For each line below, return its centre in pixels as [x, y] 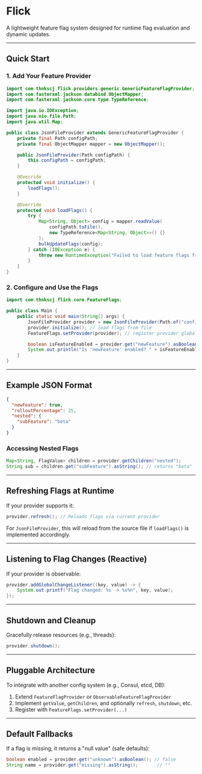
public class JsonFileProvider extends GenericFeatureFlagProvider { [95, 133]
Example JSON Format [49, 385]
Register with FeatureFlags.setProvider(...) [71, 709]
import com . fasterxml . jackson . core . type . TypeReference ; [78, 100]
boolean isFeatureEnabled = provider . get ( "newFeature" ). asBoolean [113, 344]
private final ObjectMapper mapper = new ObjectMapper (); [91, 144]
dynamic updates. [29, 34]
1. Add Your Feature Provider [49, 76]
